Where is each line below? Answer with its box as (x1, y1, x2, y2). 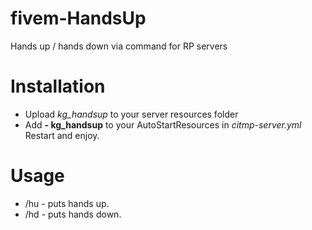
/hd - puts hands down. (24, 208, 122, 220)
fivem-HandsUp (10, 7, 147, 30)
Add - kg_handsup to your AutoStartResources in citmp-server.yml (24, 118, 302, 131)
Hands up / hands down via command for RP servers (10, 40, 228, 52)
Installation (10, 75, 106, 98)
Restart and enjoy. (24, 129, 100, 141)
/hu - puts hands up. (24, 197, 110, 209)
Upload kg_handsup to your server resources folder (24, 108, 239, 120)
